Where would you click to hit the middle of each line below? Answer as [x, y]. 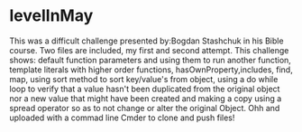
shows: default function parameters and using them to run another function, [150, 60]
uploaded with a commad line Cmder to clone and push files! [122, 118]
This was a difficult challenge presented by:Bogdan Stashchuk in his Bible [146, 41]
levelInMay [51, 16]
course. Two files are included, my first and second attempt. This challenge [149, 50]
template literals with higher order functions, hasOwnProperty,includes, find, [151, 70]
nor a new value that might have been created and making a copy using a [146, 98]
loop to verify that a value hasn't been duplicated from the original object [145, 89]
